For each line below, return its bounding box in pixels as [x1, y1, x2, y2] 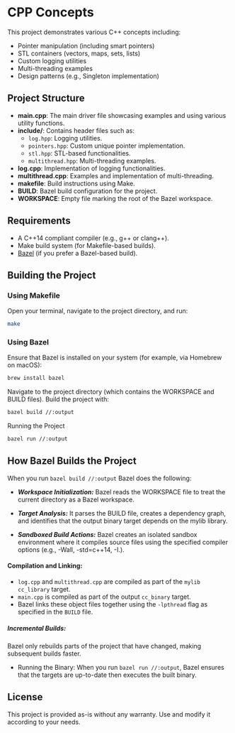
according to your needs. [7, 717, 81, 726]
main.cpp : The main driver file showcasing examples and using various [17, 111, 227, 119]
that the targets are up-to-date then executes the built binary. [17, 670, 197, 679]
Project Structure [7, 92, 85, 104]
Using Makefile [7, 291, 60, 300]
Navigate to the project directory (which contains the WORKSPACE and [7, 388, 214, 396]
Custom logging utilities [17, 56, 87, 65]
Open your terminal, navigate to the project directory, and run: [7, 307, 188, 315]
